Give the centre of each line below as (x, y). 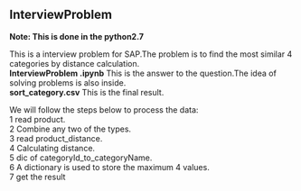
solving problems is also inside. (68, 82)
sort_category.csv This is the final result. (87, 92)
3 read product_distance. (56, 138)
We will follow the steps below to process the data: (104, 109)
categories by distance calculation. (75, 63)
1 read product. (38, 119)
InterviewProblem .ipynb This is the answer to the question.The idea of (143, 73)
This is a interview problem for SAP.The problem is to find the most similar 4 (151, 54)
